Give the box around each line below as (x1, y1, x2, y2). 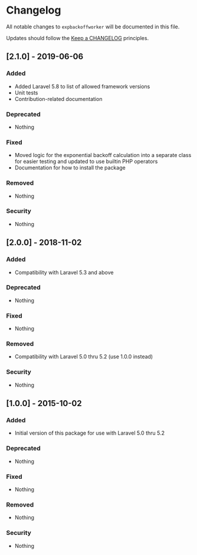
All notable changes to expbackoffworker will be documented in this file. (6, 23, 180, 30)
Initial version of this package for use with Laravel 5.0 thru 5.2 (14, 429, 165, 437)
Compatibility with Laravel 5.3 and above (14, 269, 114, 276)
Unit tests (14, 89, 38, 96)
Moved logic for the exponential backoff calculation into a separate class (14, 152, 192, 159)
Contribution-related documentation (14, 95, 103, 102)
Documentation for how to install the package (14, 164, 126, 171)
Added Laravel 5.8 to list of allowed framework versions (14, 83, 150, 90)
